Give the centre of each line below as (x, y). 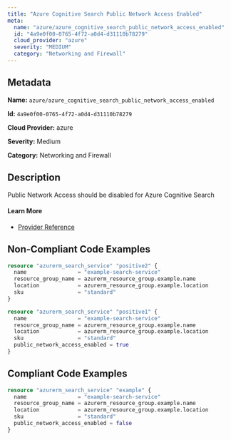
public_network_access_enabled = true (72, 345)
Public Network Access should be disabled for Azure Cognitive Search (111, 195)
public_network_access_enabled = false (73, 424)
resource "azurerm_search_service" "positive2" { (83, 266)
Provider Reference (46, 227)
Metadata (29, 83)
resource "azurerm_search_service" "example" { (79, 390)
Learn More (25, 211)
